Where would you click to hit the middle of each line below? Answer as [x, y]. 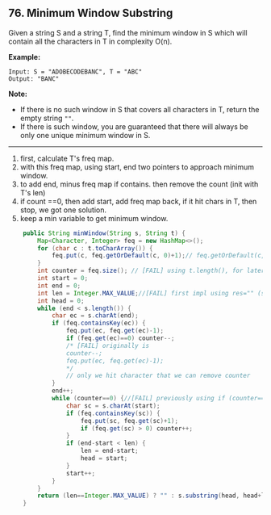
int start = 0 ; [63, 278]
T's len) [33, 192]
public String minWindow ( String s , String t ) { [104, 233]
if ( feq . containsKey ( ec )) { [99, 323]
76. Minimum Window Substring [91, 13]
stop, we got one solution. [63, 210]
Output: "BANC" [34, 79]
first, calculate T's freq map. [67, 158]
